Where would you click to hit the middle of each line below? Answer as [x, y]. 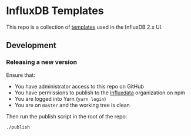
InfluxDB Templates [55, 11]
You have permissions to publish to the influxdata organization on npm [100, 93]
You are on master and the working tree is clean [72, 105]
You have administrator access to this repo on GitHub [79, 86]
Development [31, 45]
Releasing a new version [42, 62]
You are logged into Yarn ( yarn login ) [60, 98]
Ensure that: [21, 75]
